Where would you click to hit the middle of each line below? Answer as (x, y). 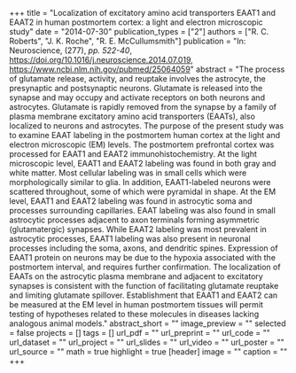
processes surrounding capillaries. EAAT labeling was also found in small (143, 210)
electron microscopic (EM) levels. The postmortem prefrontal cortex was (142, 144)
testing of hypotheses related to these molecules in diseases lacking (134, 314)
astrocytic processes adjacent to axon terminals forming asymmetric (134, 220)
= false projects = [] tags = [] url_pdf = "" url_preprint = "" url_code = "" (140, 333)
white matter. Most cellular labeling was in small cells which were (128, 173)
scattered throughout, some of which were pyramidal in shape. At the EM (143, 191)
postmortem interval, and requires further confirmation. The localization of (145, 267)
